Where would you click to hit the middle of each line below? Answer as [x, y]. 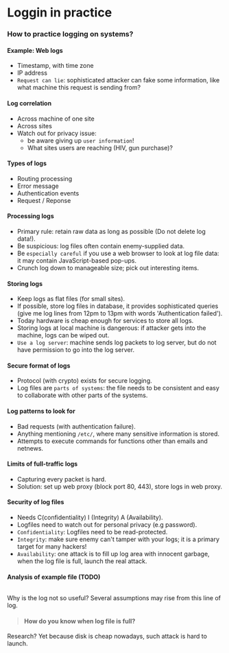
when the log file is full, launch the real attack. [82, 561]
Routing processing [45, 178]
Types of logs [27, 163]
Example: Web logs [35, 50]
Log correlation [29, 103]
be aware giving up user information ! [81, 140]
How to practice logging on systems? [70, 34]
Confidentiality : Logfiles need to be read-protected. [92, 532]
